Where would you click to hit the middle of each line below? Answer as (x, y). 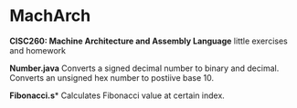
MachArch (50, 16)
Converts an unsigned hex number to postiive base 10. (112, 77)
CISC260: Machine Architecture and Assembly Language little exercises (148, 41)
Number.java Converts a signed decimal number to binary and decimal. (144, 68)
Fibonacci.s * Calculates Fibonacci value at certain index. (117, 95)
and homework (38, 50)
